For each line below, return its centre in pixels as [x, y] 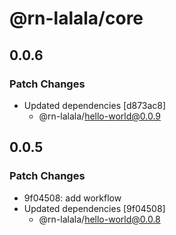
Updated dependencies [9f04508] [94, 208]
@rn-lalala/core [76, 18]
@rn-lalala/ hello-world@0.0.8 [99, 219]
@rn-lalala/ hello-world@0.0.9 [100, 116]
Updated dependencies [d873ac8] [95, 105]
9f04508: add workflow [72, 198]
